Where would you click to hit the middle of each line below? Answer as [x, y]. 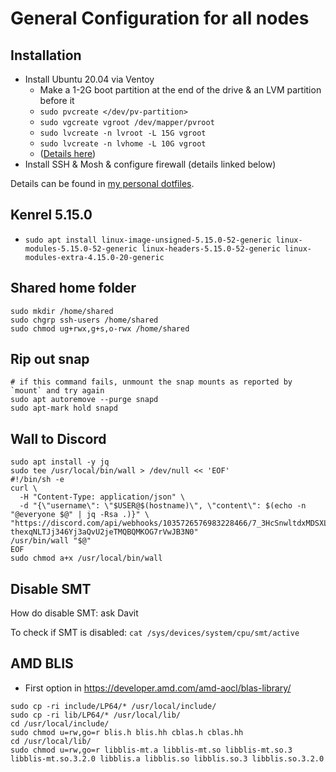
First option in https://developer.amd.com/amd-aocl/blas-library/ [158, 688]
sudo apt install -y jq [60, 462]
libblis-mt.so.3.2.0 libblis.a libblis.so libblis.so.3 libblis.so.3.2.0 [167, 758]
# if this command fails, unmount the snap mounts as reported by [151, 382]
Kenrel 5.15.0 [51, 215]
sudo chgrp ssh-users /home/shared [84, 320]
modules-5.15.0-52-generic [81, 248]
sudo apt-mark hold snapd [64, 408]
